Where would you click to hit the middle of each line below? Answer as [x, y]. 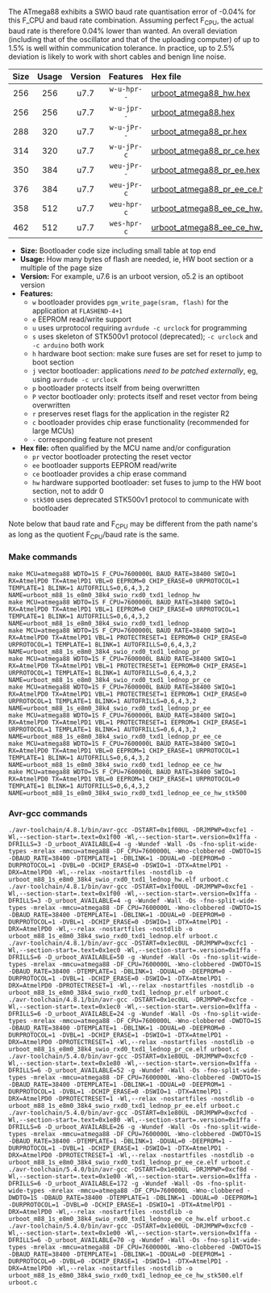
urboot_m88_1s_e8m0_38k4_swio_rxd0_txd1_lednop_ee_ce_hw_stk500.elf [126, 1275]
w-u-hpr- [126, 89]
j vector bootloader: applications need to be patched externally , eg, [145, 370]
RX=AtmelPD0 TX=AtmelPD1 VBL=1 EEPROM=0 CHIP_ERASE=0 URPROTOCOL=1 [124, 609]
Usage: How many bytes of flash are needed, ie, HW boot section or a [137, 259]
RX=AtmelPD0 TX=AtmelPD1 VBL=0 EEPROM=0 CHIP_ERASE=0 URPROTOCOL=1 [124, 581]
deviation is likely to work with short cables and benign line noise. [117, 57]
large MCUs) [53, 431]
